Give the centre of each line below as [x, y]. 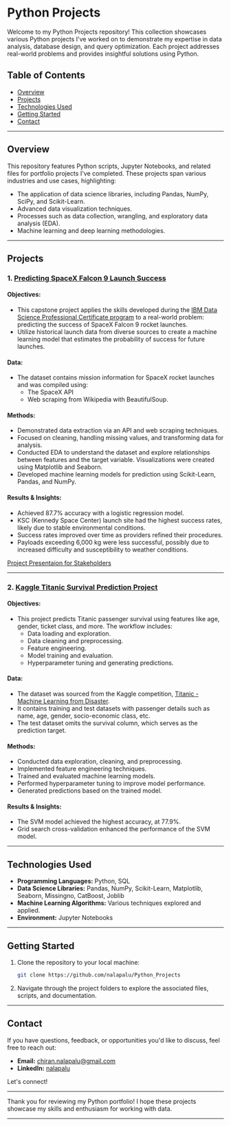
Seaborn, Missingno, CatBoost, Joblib [71, 896]
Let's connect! [27, 1081]
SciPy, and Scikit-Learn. [51, 201]
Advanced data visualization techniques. [75, 209]
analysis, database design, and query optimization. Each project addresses [113, 46]
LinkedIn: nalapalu [44, 1068]
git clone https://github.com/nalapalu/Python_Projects [99, 975]
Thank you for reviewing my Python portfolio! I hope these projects [102, 1101]
